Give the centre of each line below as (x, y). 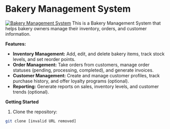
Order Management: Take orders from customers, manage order (81, 64)
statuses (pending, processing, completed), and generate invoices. (83, 70)
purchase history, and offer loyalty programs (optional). (71, 81)
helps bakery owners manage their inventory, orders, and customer (76, 28)
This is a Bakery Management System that (116, 23)
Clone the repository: (35, 112)
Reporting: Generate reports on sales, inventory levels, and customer (86, 86)
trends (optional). (31, 92)
